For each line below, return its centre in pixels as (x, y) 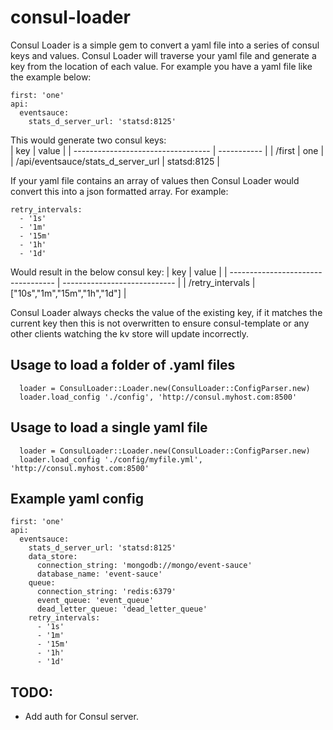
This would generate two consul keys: (88, 140)
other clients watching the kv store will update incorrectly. (130, 333)
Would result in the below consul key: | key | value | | (119, 272)
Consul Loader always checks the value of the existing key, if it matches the (166, 312)
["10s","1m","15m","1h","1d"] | (68, 293)
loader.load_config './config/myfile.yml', (111, 459)
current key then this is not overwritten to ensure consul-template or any (160, 323)
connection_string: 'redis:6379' (106, 592)
